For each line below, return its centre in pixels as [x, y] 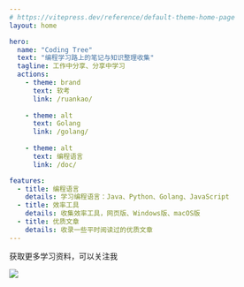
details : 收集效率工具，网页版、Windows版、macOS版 [113, 214]
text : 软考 [51, 91]
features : [27, 181]
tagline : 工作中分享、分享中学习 [71, 66]
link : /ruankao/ [62, 99]
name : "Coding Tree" [55, 49]
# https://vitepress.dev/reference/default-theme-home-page [122, 17]
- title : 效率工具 [48, 205]
